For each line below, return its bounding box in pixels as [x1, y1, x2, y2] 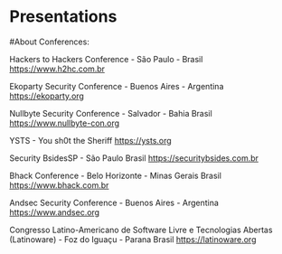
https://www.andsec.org [9, 206, 100, 218]
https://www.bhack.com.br [9, 179, 109, 191]
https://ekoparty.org [9, 90, 84, 101]
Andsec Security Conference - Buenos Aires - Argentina [9, 197, 220, 208]
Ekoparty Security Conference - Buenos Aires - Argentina [9, 80, 224, 91]
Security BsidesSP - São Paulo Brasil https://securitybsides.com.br [9, 152, 259, 164]
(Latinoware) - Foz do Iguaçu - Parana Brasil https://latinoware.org [9, 233, 257, 245]
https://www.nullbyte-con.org [9, 118, 120, 128]
